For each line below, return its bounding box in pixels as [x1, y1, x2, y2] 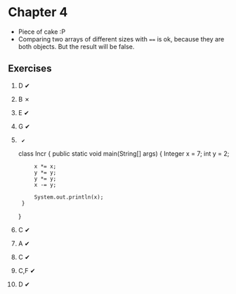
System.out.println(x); [34, 194, 104, 201]
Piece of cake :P [18, 27, 66, 36]
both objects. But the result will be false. [18, 42, 135, 51]
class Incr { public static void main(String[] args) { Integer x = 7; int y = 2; [18, 149, 230, 158]
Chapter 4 [8, 4, 68, 20]
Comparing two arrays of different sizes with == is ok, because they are [18, 34, 225, 43]
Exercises [8, 62, 52, 74]
